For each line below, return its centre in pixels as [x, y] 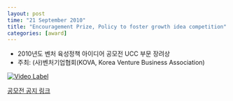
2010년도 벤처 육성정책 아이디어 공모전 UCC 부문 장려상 [93, 54]
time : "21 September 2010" [47, 20]
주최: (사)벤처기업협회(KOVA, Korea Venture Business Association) [111, 63]
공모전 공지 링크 [29, 91]
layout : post [26, 14]
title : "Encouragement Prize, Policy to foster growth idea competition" [117, 26]
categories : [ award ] [37, 33]
